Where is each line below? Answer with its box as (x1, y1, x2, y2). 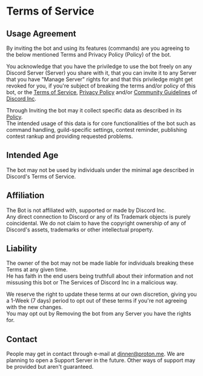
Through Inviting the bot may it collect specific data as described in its (6, 107, 182, 114)
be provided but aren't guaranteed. (6, 363, 94, 371)
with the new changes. (6, 304, 63, 311)
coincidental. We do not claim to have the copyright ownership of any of (6, 219, 187, 227)
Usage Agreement (6, 29, 77, 39)
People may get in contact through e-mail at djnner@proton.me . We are (6, 350, 185, 358)
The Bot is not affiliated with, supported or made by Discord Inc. (6, 207, 167, 214)
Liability (6, 244, 38, 254)
